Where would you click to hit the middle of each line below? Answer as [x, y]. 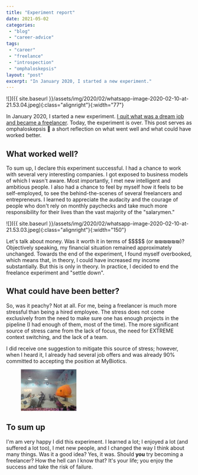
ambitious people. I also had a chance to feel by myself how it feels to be [95, 187]
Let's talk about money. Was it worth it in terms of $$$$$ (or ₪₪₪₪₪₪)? [95, 241]
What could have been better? [63, 291]
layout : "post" [25, 75]
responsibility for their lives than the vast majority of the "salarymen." [90, 212]
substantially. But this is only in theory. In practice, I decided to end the [92, 267]
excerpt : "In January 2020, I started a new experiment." [79, 81]
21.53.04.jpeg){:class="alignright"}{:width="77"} [65, 105]
